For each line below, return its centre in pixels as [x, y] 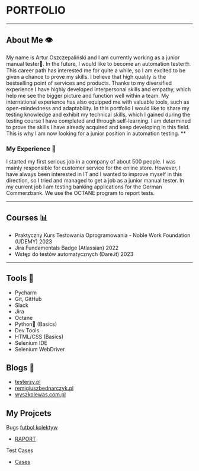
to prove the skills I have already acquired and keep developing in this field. [98, 127]
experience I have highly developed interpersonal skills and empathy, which [99, 89]
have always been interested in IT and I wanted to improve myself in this [94, 174]
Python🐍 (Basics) [36, 324]
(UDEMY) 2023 [33, 241]
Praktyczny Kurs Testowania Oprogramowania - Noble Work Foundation [102, 235]
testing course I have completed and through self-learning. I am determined [99, 121]
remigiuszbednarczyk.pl [44, 388]
